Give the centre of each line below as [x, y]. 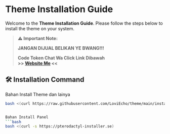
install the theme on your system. [40, 28]
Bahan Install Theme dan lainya [38, 94]
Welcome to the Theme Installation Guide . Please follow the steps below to [84, 23]
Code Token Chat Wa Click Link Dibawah [61, 58]
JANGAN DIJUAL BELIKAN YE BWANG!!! [61, 48]
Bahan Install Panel [27, 117]
